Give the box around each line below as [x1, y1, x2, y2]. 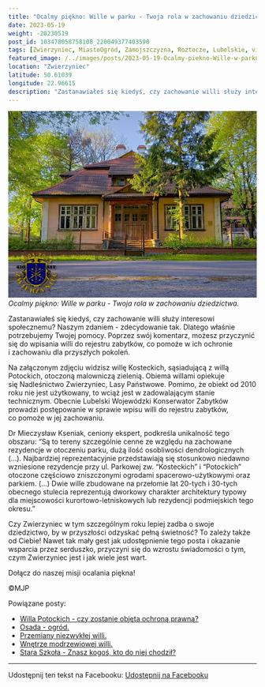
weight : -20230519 [8, 29, 69, 37]
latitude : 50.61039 [8, 71, 73, 79]
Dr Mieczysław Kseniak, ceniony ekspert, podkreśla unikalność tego [8, 428, 230, 437]
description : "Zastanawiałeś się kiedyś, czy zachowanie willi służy [8, 88, 242, 96]
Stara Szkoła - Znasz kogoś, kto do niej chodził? [19, 648, 176, 657]
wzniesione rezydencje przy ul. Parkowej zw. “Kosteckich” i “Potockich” [8, 462, 242, 471]
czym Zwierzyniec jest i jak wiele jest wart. [8, 553, 147, 562]
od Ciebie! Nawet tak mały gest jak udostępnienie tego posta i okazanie [8, 535, 241, 545]
